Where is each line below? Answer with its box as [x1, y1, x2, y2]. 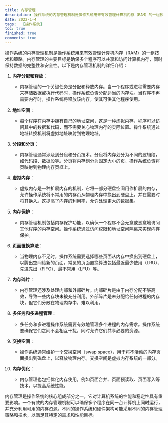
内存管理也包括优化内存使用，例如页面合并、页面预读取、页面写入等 [19, 376, 160, 382]
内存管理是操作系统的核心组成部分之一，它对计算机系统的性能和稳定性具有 [5, 393, 158, 399]
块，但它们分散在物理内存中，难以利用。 [19, 299, 103, 305]
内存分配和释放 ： [12, 73, 48, 79]
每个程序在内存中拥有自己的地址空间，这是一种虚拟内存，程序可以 [19, 118, 156, 124]
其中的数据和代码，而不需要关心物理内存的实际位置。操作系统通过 [24, 124, 160, 130]
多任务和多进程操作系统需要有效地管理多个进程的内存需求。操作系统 [19, 321, 160, 327]
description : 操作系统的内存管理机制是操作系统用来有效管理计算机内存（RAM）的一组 [5, 12, 160, 17]
